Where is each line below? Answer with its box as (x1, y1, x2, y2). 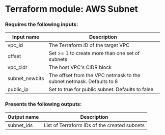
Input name (12, 33, 40, 40)
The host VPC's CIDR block (49, 64, 112, 71)
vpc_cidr (7, 64, 28, 71)
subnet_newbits (7, 75, 44, 82)
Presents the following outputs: (5, 101, 82, 108)
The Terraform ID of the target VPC (49, 42, 130, 49)
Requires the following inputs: (5, 21, 79, 28)
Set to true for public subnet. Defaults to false (49, 86, 154, 93)
